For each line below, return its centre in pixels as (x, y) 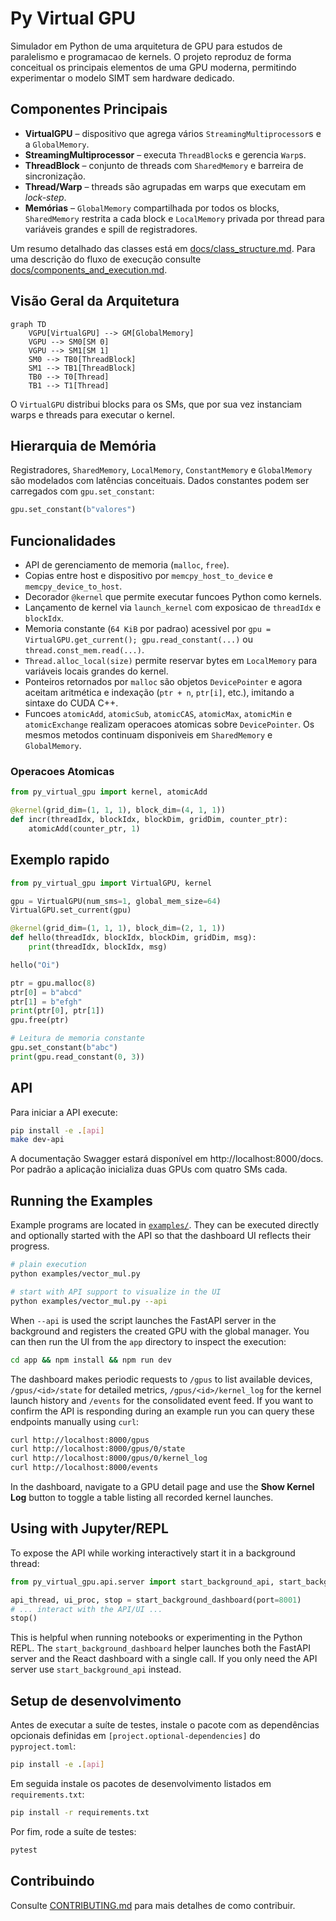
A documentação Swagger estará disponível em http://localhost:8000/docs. (167, 1159)
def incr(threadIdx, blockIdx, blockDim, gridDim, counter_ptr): (149, 820)
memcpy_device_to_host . (73, 586)
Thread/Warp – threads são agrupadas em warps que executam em (165, 186)
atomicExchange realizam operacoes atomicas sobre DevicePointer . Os (169, 724)
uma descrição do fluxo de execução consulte (106, 259)
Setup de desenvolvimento (96, 1700)
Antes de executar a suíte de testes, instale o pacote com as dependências (165, 1725)
